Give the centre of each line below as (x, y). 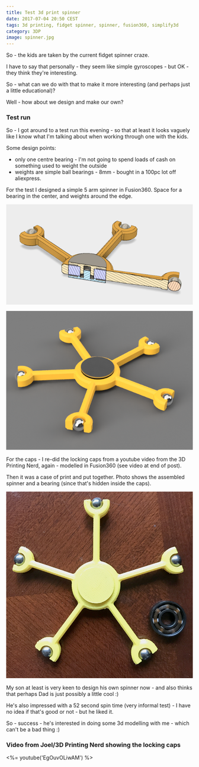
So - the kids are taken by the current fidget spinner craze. (78, 55)
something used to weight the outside (61, 166)
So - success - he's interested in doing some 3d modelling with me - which (98, 723)
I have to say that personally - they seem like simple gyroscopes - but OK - (97, 67)
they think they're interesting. (42, 73)
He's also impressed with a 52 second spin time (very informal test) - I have (98, 705)
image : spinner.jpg (30, 38)
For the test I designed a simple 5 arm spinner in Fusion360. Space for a (94, 190)
